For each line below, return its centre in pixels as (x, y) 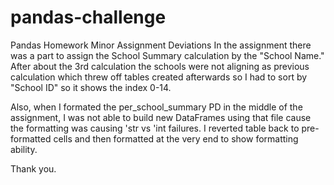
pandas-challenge (88, 17)
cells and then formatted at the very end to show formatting (176, 138)
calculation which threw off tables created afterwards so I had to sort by (159, 77)
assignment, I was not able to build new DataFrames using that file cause (161, 117)
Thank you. (33, 168)
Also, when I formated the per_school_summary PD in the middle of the (156, 107)
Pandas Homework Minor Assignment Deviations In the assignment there (161, 45)
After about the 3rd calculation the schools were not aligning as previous (160, 66)
